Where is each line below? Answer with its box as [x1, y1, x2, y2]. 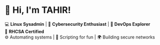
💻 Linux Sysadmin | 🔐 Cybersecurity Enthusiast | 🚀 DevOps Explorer [4, 21, 151, 27]
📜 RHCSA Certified [4, 28, 44, 34]
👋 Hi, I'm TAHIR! [4, 4, 71, 16]
